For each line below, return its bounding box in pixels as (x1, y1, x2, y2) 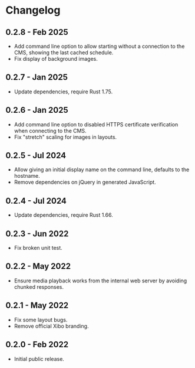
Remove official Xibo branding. (14, 323, 89, 330)
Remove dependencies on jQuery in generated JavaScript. (14, 178, 157, 186)
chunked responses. (14, 283, 64, 290)
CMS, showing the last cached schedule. (14, 49, 114, 56)
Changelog (5, 4, 61, 17)
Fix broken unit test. (14, 245, 62, 252)
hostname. (14, 172, 41, 180)
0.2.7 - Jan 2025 (5, 72, 68, 83)
